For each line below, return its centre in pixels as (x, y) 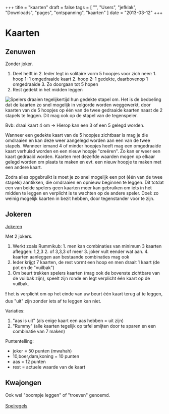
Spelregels (16, 405)
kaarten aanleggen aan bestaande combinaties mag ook (71, 256)
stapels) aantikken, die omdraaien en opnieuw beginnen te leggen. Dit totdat (84, 182)
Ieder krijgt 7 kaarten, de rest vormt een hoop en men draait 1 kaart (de (86, 262)
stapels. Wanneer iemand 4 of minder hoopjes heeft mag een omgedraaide (83, 146)
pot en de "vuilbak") (33, 268)
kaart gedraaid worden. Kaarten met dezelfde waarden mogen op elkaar (80, 157)
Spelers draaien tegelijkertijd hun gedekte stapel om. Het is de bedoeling (86, 99)
